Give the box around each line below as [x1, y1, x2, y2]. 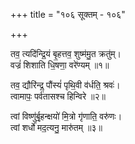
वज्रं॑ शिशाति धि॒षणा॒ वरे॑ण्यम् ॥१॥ [10, 59, 110, 71]
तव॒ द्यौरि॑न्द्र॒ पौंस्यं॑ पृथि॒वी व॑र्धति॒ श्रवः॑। [10, 79, 121, 91]
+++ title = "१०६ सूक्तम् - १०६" [10, 9, 126, 20]
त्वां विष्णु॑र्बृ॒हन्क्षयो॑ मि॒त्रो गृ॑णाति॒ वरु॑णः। [10, 110, 123, 122]
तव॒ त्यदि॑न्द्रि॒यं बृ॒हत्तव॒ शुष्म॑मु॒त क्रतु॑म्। [10, 48, 122, 59]
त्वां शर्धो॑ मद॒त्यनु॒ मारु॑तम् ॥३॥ [10, 122, 103, 133]
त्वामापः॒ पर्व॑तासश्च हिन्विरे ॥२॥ [10, 90, 106, 102]
